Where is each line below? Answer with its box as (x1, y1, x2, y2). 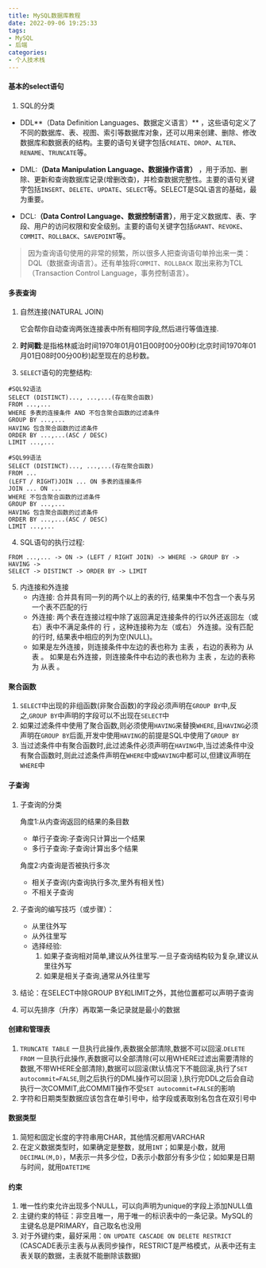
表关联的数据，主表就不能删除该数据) (19, 1251, 141, 1261)
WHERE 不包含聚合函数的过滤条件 (8, 493, 101, 502)
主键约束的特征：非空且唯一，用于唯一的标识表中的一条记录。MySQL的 (19, 1211, 253, 1221)
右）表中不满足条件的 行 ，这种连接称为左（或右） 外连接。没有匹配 (31, 622, 254, 632)
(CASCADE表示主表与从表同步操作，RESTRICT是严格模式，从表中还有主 (19, 1241, 256, 1250)
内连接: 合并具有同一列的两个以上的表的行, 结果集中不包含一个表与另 (31, 593, 256, 602)
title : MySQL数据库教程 (8, 11, 81, 20)
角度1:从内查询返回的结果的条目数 (19, 816, 129, 826)
